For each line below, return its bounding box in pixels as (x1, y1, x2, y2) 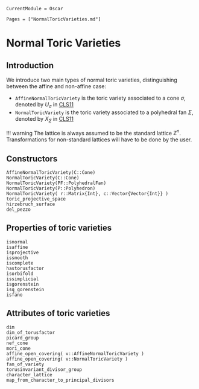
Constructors (6, 153, 58, 164)
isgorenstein (6, 281, 39, 287)
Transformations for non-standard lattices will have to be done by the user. (6, 136, 192, 143)
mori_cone (6, 345, 31, 352)
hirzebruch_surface (6, 201, 55, 208)
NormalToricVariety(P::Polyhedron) (6, 185, 96, 191)
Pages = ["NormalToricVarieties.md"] (6, 16, 101, 22)
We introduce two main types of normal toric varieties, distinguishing (6, 76, 178, 83)
